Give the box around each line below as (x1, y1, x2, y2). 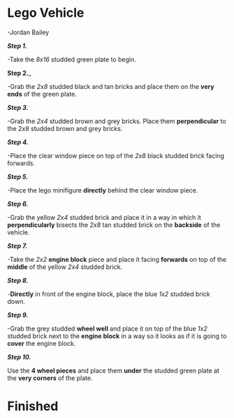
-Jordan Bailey (7, 28, 50, 36)
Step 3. (7, 103, 29, 111)
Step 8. (7, 276, 29, 284)
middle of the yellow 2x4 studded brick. (7, 263, 123, 271)
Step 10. (7, 352, 31, 361)
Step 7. (7, 242, 28, 250)
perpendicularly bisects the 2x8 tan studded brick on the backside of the (7, 221, 221, 229)
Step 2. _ (7, 69, 31, 77)
